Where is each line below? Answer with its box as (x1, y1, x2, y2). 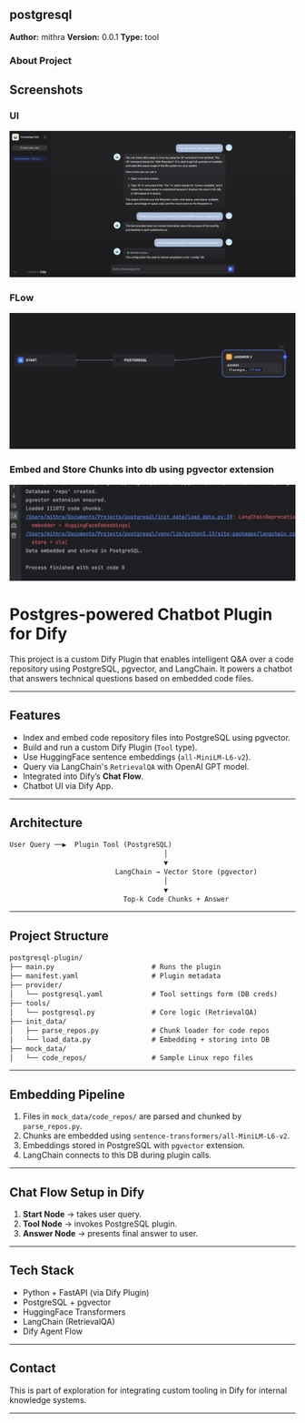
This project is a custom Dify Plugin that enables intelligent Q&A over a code (9, 653, 294, 664)
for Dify (9, 623, 68, 644)
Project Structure (9, 928, 109, 944)
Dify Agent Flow (22, 1326, 84, 1337)
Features (9, 708, 61, 723)
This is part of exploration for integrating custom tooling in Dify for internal (9, 1385, 288, 1396)
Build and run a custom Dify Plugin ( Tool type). (22, 742, 198, 752)
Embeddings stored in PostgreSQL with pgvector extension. (22, 1140, 245, 1151)
